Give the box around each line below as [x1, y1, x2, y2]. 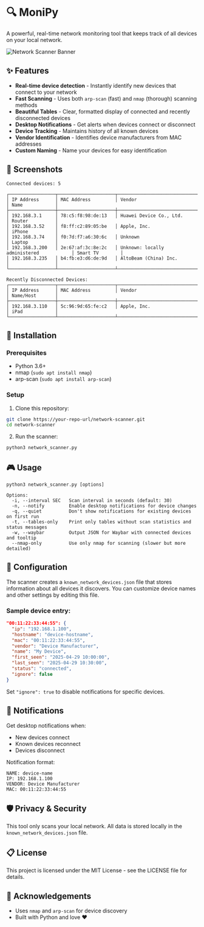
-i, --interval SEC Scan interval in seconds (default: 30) [12, 497, 172, 503]
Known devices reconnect [15, 740, 81, 747]
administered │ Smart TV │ [6, 250, 123, 256]
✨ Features [6, 66, 49, 76]
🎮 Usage [6, 462, 42, 473]
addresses [15, 140, 42, 147]
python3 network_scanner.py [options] [6, 481, 104, 488]
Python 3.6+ [15, 363, 47, 370]
